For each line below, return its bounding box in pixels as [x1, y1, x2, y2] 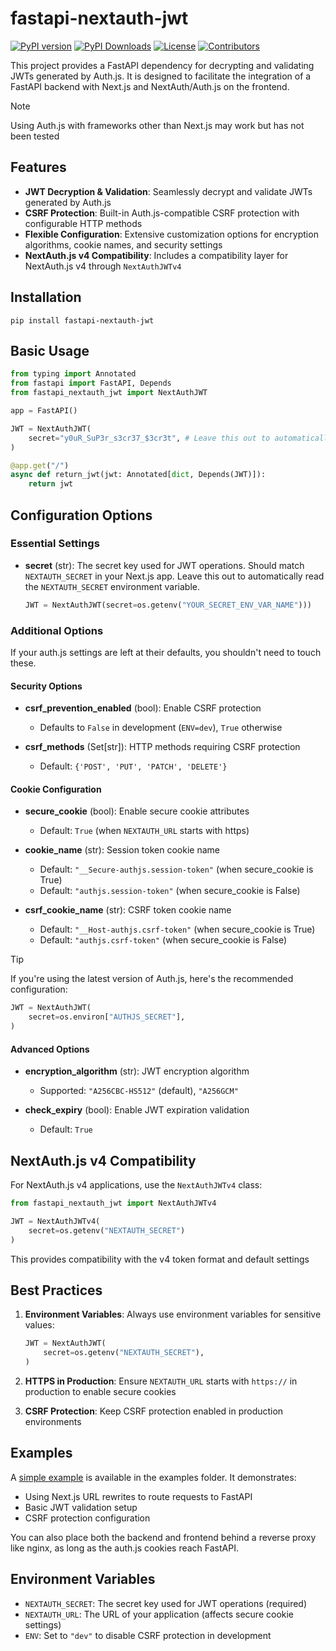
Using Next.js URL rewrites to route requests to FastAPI [24, 1490, 253, 1502]
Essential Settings [10, 537, 100, 551]
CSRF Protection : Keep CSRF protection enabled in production [24, 1405, 284, 1417]
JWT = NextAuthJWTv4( [10, 1216, 101, 1226]
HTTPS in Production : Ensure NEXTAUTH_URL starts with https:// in [24, 1375, 298, 1387]
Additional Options [10, 623, 104, 637]
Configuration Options [10, 507, 153, 524]
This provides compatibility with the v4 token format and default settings [10, 1253, 310, 1265]
